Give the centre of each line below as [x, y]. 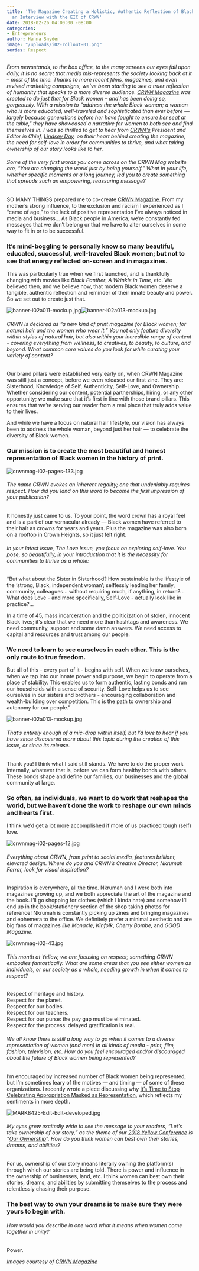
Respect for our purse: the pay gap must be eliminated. [74, 1019]
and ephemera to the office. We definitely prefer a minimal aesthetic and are [99, 919]
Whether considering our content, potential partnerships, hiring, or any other [100, 393]
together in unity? [28, 1232]
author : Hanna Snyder [33, 39]
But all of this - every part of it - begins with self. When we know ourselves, [98, 670]
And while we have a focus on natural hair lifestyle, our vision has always [96, 423]
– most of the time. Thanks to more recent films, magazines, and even [92, 79]
